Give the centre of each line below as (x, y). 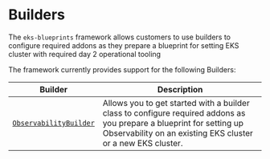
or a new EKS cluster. (143, 143)
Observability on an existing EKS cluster (178, 132)
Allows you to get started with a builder (176, 103)
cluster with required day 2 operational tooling (85, 54)
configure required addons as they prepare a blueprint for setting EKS (124, 45)
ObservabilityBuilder (53, 123)
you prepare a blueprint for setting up (173, 123)
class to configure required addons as (174, 112)
